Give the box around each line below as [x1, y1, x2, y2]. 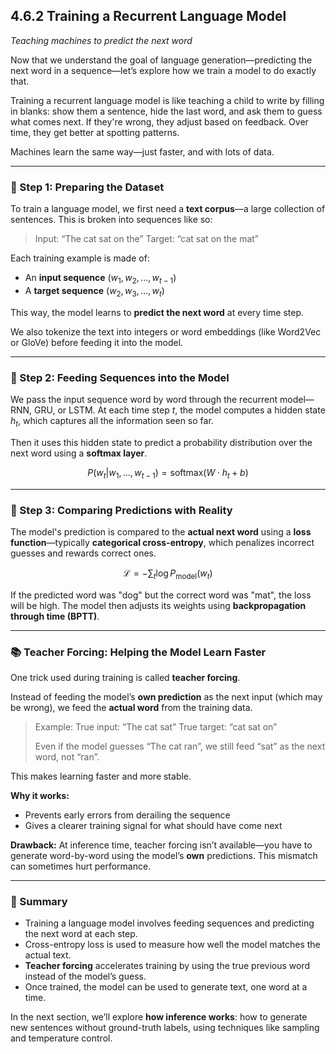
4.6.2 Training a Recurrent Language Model [10, 8, 287, 25]
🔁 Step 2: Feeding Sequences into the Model [10, 370, 230, 384]
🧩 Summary [10, 894, 68, 908]
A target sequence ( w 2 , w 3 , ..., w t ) [24, 284, 165, 299]
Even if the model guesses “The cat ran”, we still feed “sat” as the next [34, 740, 326, 752]
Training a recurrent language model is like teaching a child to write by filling [10, 94, 325, 106]
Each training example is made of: [10, 252, 150, 264]
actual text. [24, 949, 72, 961]
